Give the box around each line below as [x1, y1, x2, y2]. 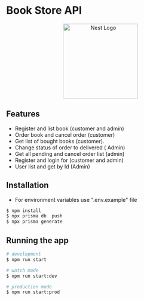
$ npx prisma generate [6, 219, 63, 225]
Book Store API [6, 4, 82, 17]
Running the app [6, 235, 69, 245]
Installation [6, 180, 49, 191]
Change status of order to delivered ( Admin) [14, 144, 125, 151]
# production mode [6, 284, 52, 290]
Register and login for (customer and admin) [14, 156, 124, 164]
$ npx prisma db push [6, 213, 63, 219]
